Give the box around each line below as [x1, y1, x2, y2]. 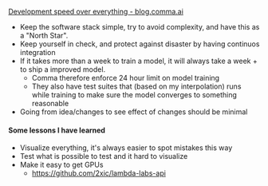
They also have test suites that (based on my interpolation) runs [31, 81, 242, 91]
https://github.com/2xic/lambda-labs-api [31, 168, 166, 178]
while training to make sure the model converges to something [31, 90, 238, 99]
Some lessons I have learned [8, 125, 106, 135]
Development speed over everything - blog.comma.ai [8, 7, 183, 16]
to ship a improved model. [19, 65, 106, 74]
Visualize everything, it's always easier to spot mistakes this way [19, 143, 233, 152]
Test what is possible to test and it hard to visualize [19, 152, 188, 161]
